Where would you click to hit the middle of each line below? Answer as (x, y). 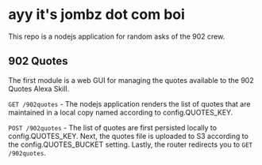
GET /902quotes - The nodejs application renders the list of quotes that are (129, 103)
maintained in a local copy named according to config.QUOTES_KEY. (121, 112)
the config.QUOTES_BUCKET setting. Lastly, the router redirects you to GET (130, 144)
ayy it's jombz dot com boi (96, 15)
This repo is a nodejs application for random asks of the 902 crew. (117, 36)
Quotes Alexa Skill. (39, 88)
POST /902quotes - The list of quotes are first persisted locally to (112, 127)
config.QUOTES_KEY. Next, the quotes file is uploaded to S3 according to (128, 136)
